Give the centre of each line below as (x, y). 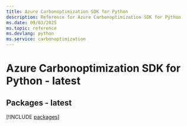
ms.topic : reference (32, 28)
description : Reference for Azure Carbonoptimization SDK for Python (94, 17)
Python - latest (43, 81)
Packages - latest (39, 103)
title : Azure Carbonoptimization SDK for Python (67, 12)
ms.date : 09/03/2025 (32, 22)
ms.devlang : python (30, 34)
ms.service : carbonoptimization (46, 39)
